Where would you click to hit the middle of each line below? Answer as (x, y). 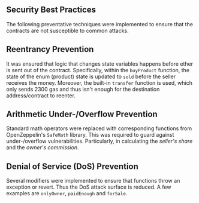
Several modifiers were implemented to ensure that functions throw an (93, 181)
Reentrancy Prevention (50, 49)
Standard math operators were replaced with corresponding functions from (99, 128)
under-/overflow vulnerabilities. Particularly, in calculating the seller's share (99, 141)
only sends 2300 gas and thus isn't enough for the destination (83, 89)
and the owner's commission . (43, 147)
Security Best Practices (51, 10)
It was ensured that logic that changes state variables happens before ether (100, 64)
